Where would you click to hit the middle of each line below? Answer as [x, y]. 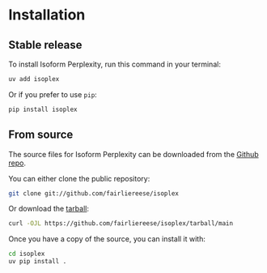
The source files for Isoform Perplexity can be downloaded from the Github [133, 154]
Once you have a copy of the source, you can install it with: [107, 239]
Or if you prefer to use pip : [53, 94]
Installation [47, 15]
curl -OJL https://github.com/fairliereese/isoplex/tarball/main [121, 224]
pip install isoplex [43, 109]
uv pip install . [38, 262]
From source [41, 135]
